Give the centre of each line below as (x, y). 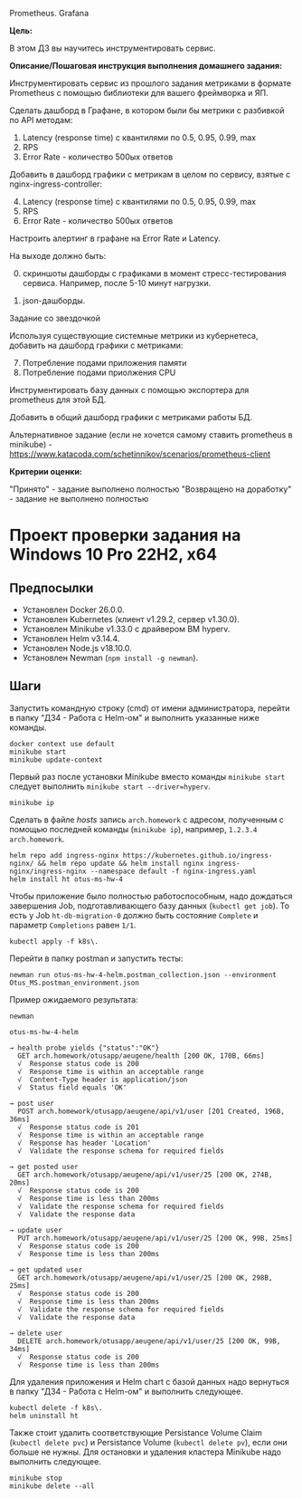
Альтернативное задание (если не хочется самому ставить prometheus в (151, 435)
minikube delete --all (52, 1486)
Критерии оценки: (46, 471)
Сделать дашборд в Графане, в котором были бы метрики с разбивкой (147, 110)
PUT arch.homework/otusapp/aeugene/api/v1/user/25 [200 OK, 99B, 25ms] (156, 1238)
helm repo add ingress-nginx (64, 855)
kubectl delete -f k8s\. (56, 1407)
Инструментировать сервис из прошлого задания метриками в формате (151, 83)
